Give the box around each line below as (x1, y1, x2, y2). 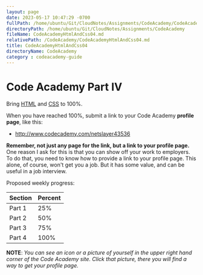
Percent (37, 193, 62, 202)
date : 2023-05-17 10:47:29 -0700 (6, 15, 91, 21)
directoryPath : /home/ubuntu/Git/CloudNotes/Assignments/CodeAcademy (6, 25, 185, 32)
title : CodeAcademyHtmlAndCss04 (6, 43, 88, 49)
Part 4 (9, 233, 27, 242)
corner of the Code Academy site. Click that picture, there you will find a (6, 255, 187, 262)
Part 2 (9, 213, 27, 222)
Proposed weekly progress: (6, 179, 75, 187)
